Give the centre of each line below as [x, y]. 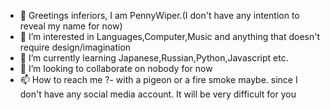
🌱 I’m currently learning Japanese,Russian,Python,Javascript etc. [154, 58]
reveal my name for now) [71, 26]
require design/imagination [75, 47]
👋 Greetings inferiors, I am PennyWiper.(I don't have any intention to [159, 15]
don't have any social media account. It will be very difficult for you [158, 94]
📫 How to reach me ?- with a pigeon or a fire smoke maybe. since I [158, 79]
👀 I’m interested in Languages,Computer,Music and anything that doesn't [170, 36]
